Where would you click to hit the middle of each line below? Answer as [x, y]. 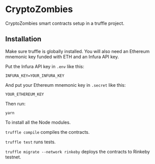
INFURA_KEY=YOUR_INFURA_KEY [35, 76]
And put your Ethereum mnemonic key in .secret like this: [65, 85]
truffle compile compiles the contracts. [48, 132]
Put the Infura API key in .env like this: [45, 66]
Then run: [15, 103]
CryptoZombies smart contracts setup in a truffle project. [65, 23]
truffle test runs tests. [30, 142]
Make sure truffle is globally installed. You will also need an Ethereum [77, 51]
